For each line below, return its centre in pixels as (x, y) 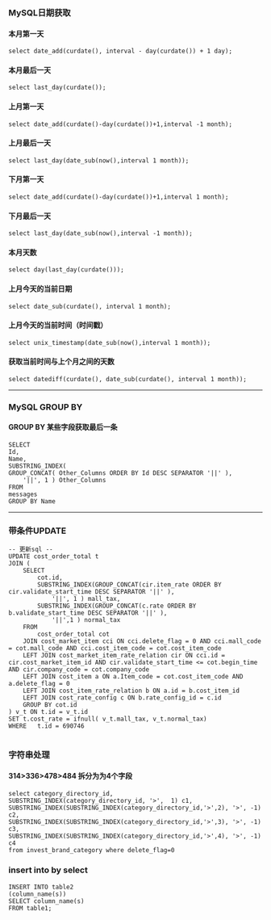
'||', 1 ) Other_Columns (65, 481)
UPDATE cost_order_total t (54, 557)
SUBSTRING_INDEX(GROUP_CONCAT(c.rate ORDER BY (117, 606)
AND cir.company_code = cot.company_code (79, 670)
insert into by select (48, 870)
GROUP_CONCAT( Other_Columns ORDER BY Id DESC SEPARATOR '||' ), (120, 473)
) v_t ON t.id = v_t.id (48, 712)
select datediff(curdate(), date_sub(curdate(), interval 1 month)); (128, 379)
